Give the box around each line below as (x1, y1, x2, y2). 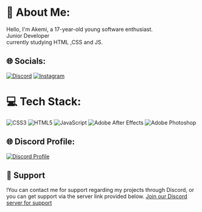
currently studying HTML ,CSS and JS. (6, 38, 103, 46)
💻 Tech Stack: (6, 94, 82, 108)
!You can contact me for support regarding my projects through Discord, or (6, 186, 195, 194)
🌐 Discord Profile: (6, 137, 75, 147)
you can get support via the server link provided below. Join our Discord (6, 193, 187, 200)
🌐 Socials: (6, 56, 46, 66)
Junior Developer (6, 32, 50, 39)
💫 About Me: (6, 5, 71, 19)
